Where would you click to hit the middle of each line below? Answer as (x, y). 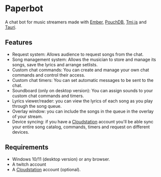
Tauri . (11, 27)
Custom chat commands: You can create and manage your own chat (80, 70)
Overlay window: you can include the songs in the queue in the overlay (83, 111)
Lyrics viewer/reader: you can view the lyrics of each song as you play (82, 101)
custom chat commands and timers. (48, 96)
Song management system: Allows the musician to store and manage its (84, 59)
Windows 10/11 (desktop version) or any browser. (61, 159)
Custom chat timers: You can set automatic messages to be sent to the (83, 80)
